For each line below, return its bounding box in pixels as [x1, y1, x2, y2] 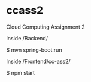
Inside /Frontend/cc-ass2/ [6, 58, 71, 65]
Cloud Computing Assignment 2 [6, 23, 85, 30]
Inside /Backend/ [6, 34, 48, 42]
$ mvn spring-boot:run [6, 46, 62, 53]
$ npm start [6, 69, 35, 76]
